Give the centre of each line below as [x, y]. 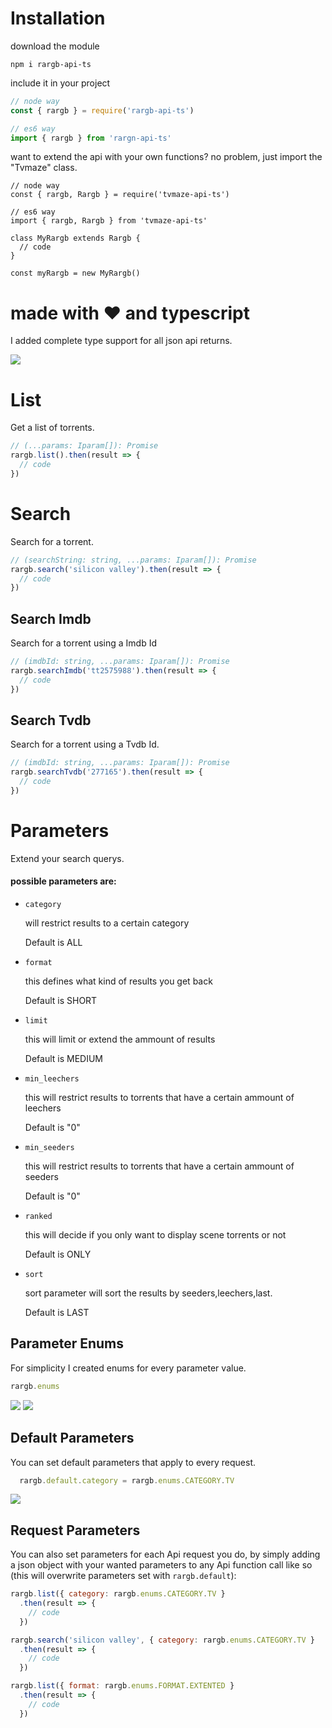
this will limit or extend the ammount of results [120, 1039]
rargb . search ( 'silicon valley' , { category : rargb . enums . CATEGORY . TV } [162, 1640]
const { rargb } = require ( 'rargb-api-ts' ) [102, 110]
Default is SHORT [61, 1001]
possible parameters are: [63, 881]
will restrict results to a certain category [107, 923]
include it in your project [60, 83]
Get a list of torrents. [52, 428]
